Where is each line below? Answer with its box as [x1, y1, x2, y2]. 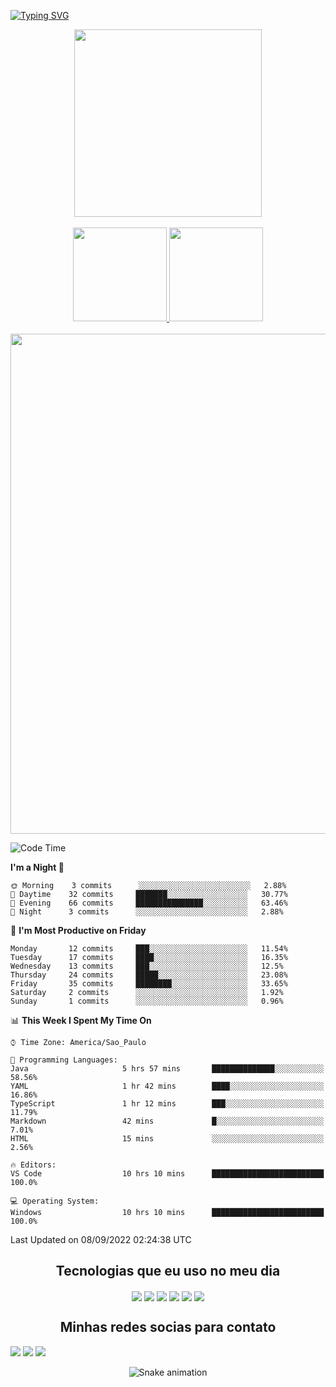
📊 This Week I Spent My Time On [10, 1015, 152, 1026]
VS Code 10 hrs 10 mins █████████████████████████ [10, 1169, 325, 1179]
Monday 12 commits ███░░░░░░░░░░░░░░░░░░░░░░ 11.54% [10, 944, 288, 954]
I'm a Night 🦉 [10, 861, 65, 873]
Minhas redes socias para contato [59, 1319, 277, 1336]
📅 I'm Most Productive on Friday [10, 925, 147, 936]
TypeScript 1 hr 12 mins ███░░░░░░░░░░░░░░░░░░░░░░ [10, 1099, 325, 1109]
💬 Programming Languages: [10, 1055, 118, 1065]
